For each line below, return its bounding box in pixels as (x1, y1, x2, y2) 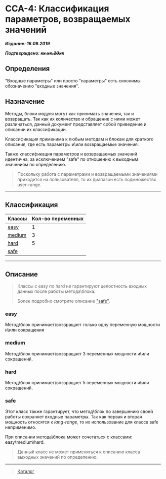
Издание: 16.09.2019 (5, 40, 50, 46)
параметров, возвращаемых (5, 13, 131, 25)
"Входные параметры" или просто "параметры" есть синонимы (5, 77, 141, 83)
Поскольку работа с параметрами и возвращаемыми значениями (17, 171, 158, 177)
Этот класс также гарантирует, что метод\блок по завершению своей (5, 409, 153, 414)
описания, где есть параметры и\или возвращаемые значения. (5, 141, 139, 147)
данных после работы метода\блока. (17, 288, 96, 294)
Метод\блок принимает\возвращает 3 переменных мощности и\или (5, 350, 149, 356)
